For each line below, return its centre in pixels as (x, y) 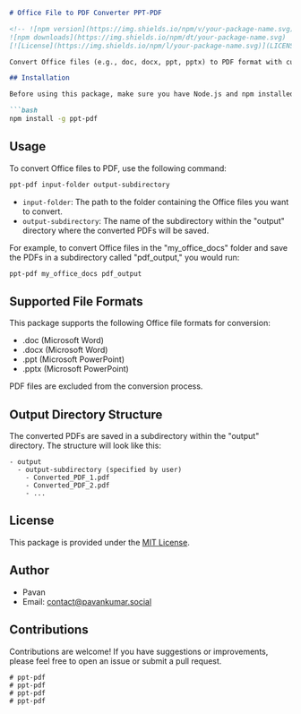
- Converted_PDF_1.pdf (68, 478)
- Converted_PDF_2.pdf (68, 486)
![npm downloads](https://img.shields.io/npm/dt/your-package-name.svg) (148, 37)
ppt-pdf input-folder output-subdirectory (90, 185)
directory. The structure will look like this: (85, 446)
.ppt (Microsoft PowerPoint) (73, 359)
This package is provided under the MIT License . (99, 542)
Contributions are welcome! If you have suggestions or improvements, (139, 651)
